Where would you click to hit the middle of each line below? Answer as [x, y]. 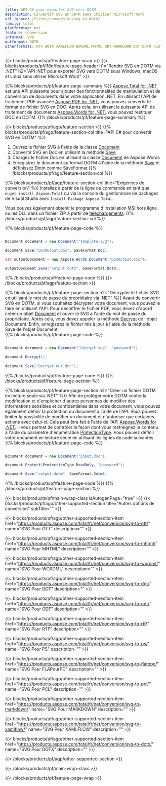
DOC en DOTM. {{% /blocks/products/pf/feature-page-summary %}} [75, 117]
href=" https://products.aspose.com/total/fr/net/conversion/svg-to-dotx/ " [80, 744]
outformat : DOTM [22, 42]
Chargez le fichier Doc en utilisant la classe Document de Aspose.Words [86, 157]
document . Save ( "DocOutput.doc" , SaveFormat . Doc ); [57, 251]
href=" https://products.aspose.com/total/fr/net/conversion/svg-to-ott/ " [78, 523]
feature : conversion [26, 33]
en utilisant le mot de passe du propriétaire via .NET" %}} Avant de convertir [83, 298]
